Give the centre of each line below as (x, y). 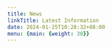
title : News (25, 14)
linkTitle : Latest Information (53, 20)
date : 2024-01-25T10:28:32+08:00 (56, 27)
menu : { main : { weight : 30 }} (49, 34)
